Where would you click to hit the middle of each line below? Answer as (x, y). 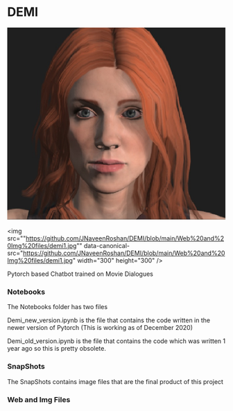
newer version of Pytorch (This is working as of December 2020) (100, 328)
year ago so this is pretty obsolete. (57, 349)
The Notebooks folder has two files (58, 307)
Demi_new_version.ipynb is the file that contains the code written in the (109, 320)
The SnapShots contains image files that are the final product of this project (115, 381)
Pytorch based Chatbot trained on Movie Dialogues (80, 274)
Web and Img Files (39, 399)
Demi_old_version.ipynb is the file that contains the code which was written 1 (116, 341)
